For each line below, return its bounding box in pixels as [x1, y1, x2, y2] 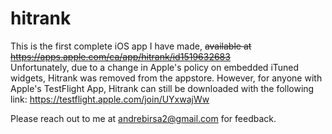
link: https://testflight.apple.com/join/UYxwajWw [10, 93, 210, 105]
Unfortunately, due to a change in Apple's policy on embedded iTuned [10, 61, 300, 73]
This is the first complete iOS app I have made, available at [10, 40, 252, 52]
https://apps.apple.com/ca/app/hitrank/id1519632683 [10, 50, 231, 62]
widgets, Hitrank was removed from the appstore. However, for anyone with [10, 72, 323, 84]
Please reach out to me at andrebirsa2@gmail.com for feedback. [10, 112, 277, 124]
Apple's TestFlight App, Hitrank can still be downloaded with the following [10, 82, 315, 94]
